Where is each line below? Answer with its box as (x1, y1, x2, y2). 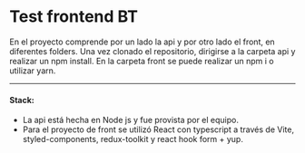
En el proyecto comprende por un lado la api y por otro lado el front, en (9, 36, 275, 47)
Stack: (9, 94, 34, 105)
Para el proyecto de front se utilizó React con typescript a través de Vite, (22, 124, 295, 135)
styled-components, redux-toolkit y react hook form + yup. (22, 134, 243, 145)
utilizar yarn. (9, 65, 56, 76)
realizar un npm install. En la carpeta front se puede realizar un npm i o (9, 55, 274, 66)
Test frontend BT (9, 6, 139, 27)
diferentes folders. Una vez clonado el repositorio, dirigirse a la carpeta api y (9, 45, 296, 56)
